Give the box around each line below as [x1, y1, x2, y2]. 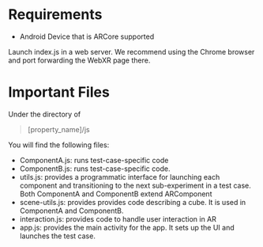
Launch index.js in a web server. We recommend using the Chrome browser [8, 47, 255, 56]
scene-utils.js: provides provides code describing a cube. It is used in [19, 197, 246, 207]
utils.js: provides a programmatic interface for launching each [19, 172, 220, 181]
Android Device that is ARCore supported [19, 32, 155, 41]
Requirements [8, 6, 103, 24]
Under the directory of [8, 109, 81, 119]
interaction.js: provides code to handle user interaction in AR [19, 214, 217, 223]
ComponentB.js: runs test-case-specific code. [19, 164, 171, 173]
